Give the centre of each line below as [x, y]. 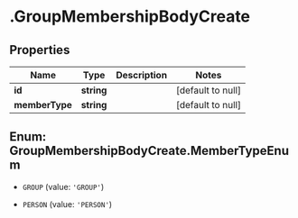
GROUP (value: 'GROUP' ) [63, 186]
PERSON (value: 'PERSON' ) [67, 204]
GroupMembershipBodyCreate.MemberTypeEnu [149, 151]
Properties [40, 50]
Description [142, 75]
